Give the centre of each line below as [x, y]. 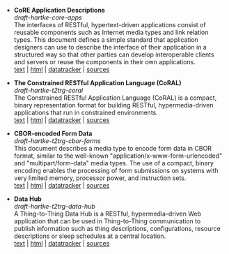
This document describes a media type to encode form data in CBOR [113, 148]
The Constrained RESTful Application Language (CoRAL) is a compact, [115, 98]
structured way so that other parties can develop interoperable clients [114, 54]
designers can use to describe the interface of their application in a [110, 47]
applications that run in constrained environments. [86, 112]
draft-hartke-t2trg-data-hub [55, 206]
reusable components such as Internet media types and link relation [111, 32]
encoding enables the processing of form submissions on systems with [116, 171]
